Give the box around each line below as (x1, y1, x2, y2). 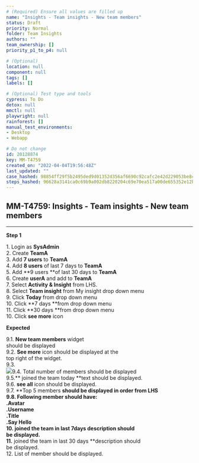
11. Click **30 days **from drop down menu (6, 306, 114, 313)
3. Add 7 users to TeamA (6, 256, 68, 263)
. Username (6, 405, 34, 413)
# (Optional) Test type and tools (6, 91, 92, 97)
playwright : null (6, 113, 49, 119)
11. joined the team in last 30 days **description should (6, 437, 141, 445)
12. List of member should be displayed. (6, 450, 104, 457)
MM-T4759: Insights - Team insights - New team (6, 201, 189, 211)
